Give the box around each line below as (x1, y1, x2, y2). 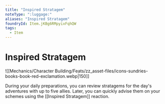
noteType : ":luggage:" (5, 12, 52, 17)
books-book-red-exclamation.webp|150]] (5, 73, 90, 79)
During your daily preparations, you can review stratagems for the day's (5, 83, 152, 89)
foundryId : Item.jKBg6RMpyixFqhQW (5, 21, 77, 26)
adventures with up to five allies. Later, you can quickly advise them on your (5, 88, 160, 94)
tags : (5, 26, 16, 31)
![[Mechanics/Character (5, 68, 54, 74)
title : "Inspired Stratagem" (5, 7, 65, 12)
